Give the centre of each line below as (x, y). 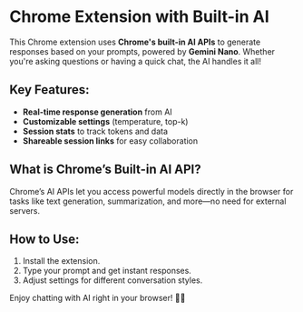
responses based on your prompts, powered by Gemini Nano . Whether (142, 51)
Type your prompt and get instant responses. (107, 271)
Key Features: (49, 90)
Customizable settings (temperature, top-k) (105, 121)
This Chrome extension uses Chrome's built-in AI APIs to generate (135, 42)
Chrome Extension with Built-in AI (139, 17)
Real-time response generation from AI (97, 112)
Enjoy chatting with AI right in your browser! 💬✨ (98, 298)
